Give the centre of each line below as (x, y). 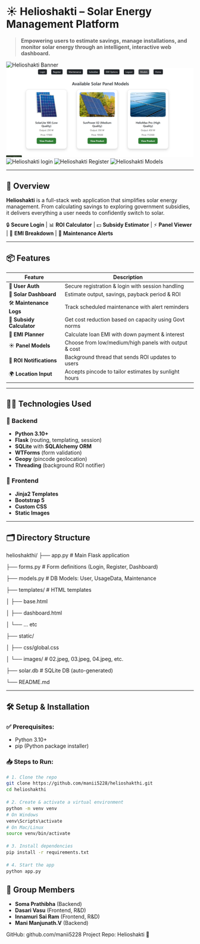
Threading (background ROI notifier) (60, 465)
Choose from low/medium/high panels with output (126, 342)
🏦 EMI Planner (26, 334)
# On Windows (22, 815)
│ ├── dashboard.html (34, 613)
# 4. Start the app (30, 865)
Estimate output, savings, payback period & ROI (123, 294)
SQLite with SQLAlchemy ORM (53, 446)
